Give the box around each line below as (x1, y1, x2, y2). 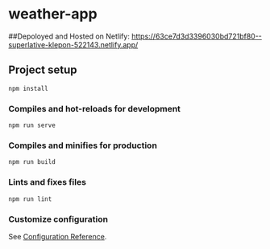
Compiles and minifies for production (8, 140, 157, 151)
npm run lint (8, 194, 52, 203)
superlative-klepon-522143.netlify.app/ (8, 39, 139, 49)
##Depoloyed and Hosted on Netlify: (8, 31, 131, 41)
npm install (8, 84, 48, 92)
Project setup (8, 63, 78, 77)
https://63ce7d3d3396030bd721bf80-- (131, 31, 262, 41)
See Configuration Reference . (8, 231, 107, 241)
